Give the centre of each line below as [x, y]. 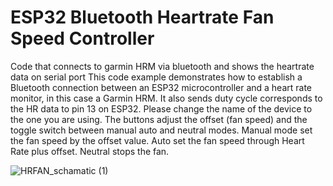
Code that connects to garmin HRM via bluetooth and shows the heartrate [162, 66]
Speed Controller [82, 38]
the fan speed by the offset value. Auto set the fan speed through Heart [157, 140]
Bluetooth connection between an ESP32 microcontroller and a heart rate [161, 87]
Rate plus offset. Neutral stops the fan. [90, 151]
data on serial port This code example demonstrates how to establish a [156, 77]
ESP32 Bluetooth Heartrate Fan [142, 17]
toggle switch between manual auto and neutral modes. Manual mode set [161, 130]
